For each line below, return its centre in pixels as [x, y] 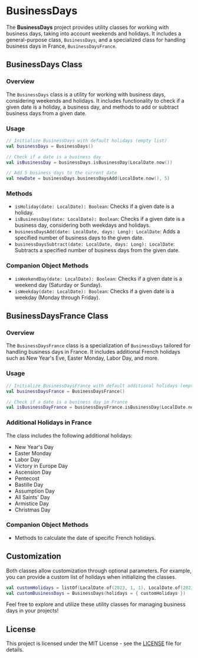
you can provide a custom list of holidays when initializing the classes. [91, 576]
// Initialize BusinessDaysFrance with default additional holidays [92, 386]
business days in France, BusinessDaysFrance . [62, 46]
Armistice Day [32, 503]
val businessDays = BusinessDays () [50, 146]
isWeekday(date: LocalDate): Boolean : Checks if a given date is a [94, 291]
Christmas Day [33, 510]
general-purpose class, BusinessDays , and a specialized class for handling [96, 40]
